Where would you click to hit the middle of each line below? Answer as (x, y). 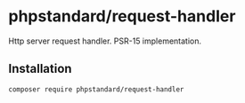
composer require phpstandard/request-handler (96, 89)
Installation (40, 69)
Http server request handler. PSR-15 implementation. (105, 41)
